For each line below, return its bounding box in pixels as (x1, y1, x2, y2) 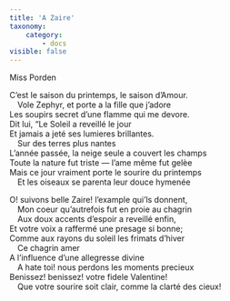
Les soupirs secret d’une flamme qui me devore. (9, 109, 190, 120)
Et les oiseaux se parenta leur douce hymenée (17, 176, 191, 187)
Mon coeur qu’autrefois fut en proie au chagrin (17, 204, 193, 215)
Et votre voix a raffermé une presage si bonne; (9, 224, 184, 235)
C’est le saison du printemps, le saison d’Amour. (9, 90, 188, 101)
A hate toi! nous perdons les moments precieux (17, 262, 195, 273)
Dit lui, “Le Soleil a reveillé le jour (9, 119, 132, 130)
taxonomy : (9, 22, 47, 31)
